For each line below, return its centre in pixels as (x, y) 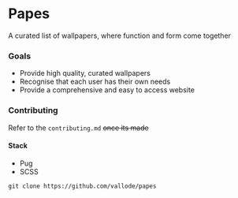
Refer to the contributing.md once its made (78, 128)
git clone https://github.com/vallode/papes (82, 186)
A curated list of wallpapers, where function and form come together (119, 35)
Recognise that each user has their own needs (95, 82)
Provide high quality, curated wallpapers (85, 73)
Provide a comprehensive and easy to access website (107, 90)
